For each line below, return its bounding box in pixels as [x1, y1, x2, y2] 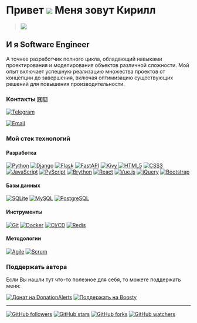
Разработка [6, 149, 37, 156]
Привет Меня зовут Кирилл [6, 4, 156, 17]
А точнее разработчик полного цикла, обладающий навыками [6, 55, 162, 62]
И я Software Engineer [6, 39, 90, 50]
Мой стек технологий [6, 134, 70, 142]
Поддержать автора [6, 262, 67, 271]
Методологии [6, 235, 42, 242]
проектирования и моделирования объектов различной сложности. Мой [6, 61, 189, 68]
